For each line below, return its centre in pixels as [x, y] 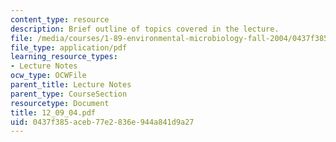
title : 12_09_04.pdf [53, 112]
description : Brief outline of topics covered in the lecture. [145, 29]
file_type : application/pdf [69, 47]
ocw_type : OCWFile [48, 76]
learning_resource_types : [64, 57]
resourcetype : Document [60, 103]
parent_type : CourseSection [69, 94]
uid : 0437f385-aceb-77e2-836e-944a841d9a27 [102, 122]
